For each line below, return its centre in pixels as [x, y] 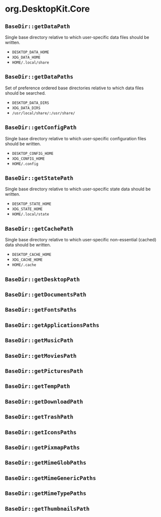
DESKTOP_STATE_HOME [32, 204]
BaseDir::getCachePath [39, 228]
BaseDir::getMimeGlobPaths [46, 463]
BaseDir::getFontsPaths [41, 310]
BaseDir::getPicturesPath [44, 371]
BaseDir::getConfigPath [41, 127]
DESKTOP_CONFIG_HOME [33, 153]
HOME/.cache [24, 265]
